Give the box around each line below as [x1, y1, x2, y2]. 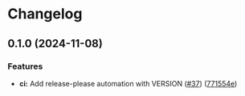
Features [7, 61, 43, 72]
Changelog [7, 5, 83, 23]
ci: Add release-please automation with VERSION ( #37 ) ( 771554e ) [18, 78, 238, 88]
